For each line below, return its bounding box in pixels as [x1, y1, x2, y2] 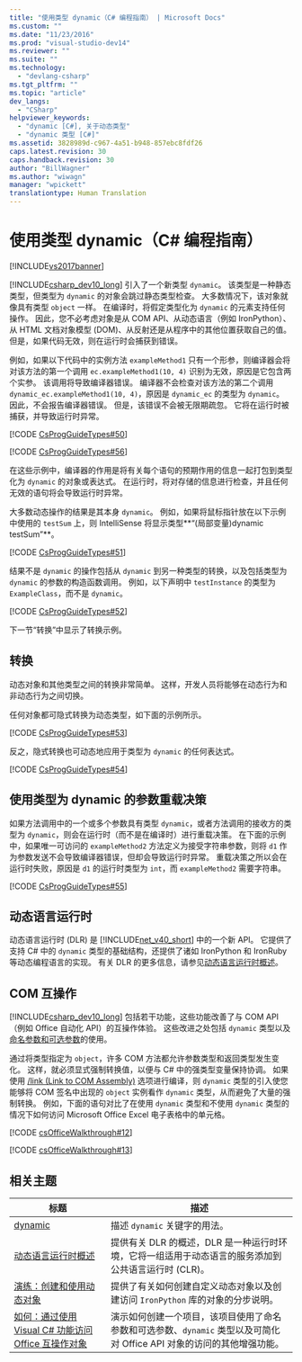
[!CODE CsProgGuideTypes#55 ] [9, 881, 128, 892]
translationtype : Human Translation [9, 189, 147, 198]
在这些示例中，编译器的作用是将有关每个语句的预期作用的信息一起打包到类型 [9, 464, 293, 475]
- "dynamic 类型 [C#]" [17, 130, 100, 139]
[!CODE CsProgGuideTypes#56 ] [9, 446, 128, 457]
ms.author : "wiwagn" [9, 172, 87, 181]
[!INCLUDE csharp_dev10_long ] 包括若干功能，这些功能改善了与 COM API [9, 1011, 280, 1022]
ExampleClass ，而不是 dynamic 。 [9, 587, 128, 598]
